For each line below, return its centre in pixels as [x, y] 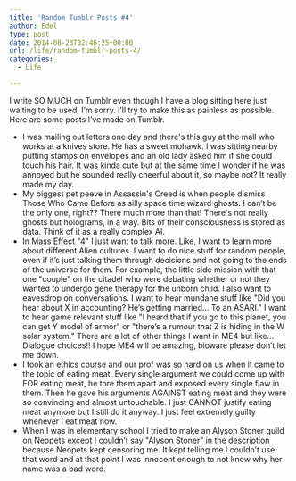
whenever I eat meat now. [70, 421]
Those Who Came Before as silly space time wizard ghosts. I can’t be [149, 203]
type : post [29, 34]
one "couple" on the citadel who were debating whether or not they [146, 278]
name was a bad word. [64, 469]
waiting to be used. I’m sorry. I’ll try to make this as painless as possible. [142, 110]
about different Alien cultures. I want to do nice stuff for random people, [154, 250]
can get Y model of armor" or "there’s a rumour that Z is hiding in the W [153, 326]
